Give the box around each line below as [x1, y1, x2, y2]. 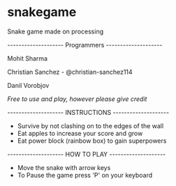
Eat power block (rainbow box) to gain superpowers [17, 137, 167, 145]
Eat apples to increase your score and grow [17, 129, 143, 137]
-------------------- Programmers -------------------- [7, 40, 163, 49]
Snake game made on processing [7, 27, 103, 36]
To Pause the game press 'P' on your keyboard [17, 171, 153, 179]
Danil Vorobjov [7, 81, 50, 89]
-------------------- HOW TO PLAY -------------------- [7, 150, 166, 158]
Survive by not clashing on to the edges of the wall [17, 121, 164, 130]
